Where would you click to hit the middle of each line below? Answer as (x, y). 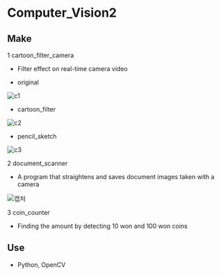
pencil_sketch (37, 136)
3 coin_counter (28, 213)
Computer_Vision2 (62, 13)
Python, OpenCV (41, 264)
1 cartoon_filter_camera (41, 55)
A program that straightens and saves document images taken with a (116, 177)
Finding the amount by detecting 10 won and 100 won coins (102, 226)
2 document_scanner (38, 163)
